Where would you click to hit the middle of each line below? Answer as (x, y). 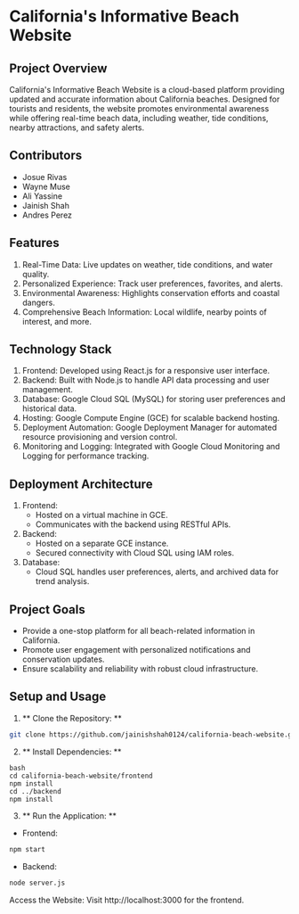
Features (34, 243)
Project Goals (48, 609)
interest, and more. (57, 321)
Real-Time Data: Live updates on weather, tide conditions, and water (147, 264)
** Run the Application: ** (69, 815)
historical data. (49, 408)
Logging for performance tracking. (85, 456)
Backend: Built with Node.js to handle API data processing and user (145, 380)
